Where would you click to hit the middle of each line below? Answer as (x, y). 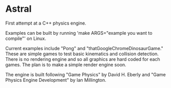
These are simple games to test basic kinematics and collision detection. (82, 54)
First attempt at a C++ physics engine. (46, 23)
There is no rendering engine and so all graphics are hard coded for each (83, 59)
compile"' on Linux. (26, 38)
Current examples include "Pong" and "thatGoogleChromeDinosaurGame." (84, 48)
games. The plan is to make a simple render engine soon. (66, 64)
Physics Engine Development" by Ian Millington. (56, 80)
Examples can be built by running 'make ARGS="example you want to (79, 33)
